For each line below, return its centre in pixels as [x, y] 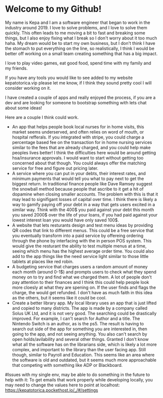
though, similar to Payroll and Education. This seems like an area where [83, 355]
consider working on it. [28, 88]
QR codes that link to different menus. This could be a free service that [83, 230]
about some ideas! [24, 108]
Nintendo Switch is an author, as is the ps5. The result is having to [78, 323]
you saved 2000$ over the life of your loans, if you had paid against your [85, 215]
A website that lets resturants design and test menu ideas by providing [82, 225]
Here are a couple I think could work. [42, 117]
